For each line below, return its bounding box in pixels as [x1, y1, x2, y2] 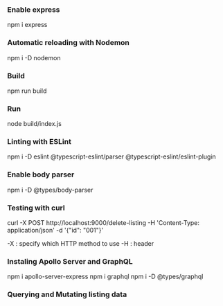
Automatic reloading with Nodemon [7, 38, 130, 48]
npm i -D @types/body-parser [7, 186, 93, 194]
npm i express [7, 21, 48, 29]
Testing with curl [7, 203, 65, 213]
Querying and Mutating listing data [7, 289, 127, 299]
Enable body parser [7, 170, 75, 179]
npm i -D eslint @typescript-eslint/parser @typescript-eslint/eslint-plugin [7, 152, 216, 161]
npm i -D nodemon [7, 53, 61, 62]
